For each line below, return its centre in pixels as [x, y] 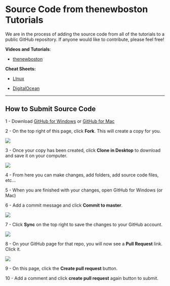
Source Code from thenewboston [77, 9]
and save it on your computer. [36, 156]
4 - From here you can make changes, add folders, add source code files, [82, 175]
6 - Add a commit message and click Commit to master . [64, 205]
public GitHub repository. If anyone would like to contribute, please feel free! [85, 39]
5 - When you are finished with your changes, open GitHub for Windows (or [84, 190]
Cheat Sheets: [21, 69]
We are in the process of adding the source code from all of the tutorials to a [85, 34]
